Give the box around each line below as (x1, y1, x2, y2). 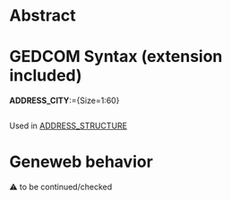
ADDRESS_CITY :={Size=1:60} (9, 95, 120, 106)
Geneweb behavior (9, 152, 154, 172)
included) (9, 65, 82, 86)
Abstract (9, 5, 76, 26)
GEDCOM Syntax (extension (9, 47, 223, 67)
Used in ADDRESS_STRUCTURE (9, 120, 128, 131)
